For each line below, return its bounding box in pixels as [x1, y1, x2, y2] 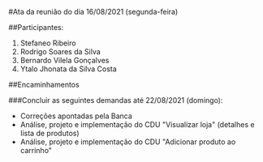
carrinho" [19, 146, 53, 155]
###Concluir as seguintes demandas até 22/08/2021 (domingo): [8, 96, 223, 104]
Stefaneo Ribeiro [19, 38, 76, 48]
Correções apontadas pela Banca [19, 111, 132, 121]
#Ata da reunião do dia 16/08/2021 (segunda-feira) [8, 7, 179, 16]
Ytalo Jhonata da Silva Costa [19, 64, 118, 74]
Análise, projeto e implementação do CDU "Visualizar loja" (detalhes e [19, 120, 255, 129]
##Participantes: [8, 23, 64, 32]
